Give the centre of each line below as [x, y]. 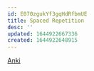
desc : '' [20, 27]
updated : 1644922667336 [43, 34]
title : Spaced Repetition [46, 21]
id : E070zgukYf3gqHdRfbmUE [47, 14]
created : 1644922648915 [43, 40]
